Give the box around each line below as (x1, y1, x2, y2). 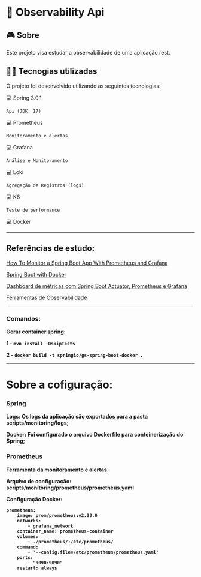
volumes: (17, 533, 39, 539)
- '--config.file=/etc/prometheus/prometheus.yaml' (28, 549, 160, 555)
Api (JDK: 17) (6, 108, 42, 114)
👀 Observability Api (6, 5, 105, 19)
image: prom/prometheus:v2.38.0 (17, 512, 98, 518)
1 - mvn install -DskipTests (6, 339, 75, 347)
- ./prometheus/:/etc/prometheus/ (28, 539, 114, 545)
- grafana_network (28, 523, 74, 529)
